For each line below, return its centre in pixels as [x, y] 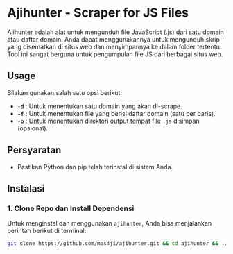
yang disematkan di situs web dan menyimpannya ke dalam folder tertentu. [114, 46]
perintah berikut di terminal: [47, 231]
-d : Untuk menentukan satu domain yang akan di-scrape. [100, 106]
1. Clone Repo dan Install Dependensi [71, 208]
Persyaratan [34, 150]
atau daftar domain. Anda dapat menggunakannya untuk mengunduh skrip [114, 39]
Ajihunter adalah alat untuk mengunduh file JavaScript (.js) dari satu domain [115, 32]
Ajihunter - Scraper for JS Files [98, 13]
